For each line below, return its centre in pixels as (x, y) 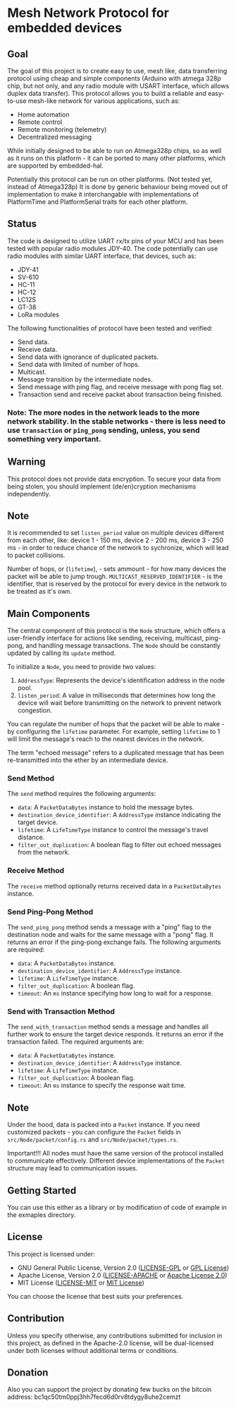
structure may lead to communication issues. (73, 1168)
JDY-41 (28, 269)
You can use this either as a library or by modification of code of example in (117, 1207)
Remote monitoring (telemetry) (62, 129)
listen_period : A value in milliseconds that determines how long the (117, 695)
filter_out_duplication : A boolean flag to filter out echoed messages (119, 845)
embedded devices (64, 28)
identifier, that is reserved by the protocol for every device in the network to (117, 584)
